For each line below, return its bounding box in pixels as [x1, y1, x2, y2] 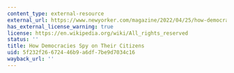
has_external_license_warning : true [7, 23, 114, 30]
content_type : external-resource [7, 10, 104, 17]
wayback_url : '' [7, 56, 54, 63]
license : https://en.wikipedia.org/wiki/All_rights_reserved [7, 29, 189, 37]
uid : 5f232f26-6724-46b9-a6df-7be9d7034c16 [7, 49, 136, 56]
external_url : [7, 17, 49, 24]
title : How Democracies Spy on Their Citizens [7, 42, 145, 49]
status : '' [7, 36, 39, 43]
